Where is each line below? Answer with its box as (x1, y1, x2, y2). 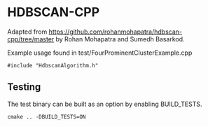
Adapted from (7, 27, 48, 36)
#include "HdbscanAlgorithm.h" (7, 62, 99, 69)
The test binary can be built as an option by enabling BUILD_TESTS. (7, 100, 202, 108)
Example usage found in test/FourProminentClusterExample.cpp (7, 48, 193, 57)
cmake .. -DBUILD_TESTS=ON (7, 113, 86, 120)
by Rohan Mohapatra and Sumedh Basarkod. (55, 34, 185, 43)
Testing (7, 81, 41, 93)
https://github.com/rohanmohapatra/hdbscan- (48, 27, 183, 36)
